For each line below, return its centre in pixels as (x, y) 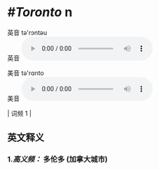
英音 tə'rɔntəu (27, 32)
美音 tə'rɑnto (26, 73)
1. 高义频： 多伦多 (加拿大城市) (57, 159)
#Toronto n (40, 12)
